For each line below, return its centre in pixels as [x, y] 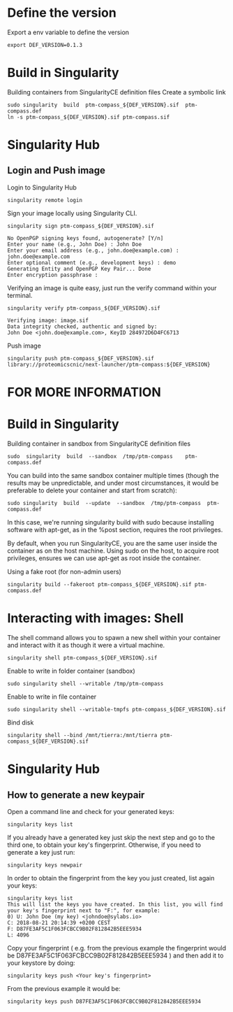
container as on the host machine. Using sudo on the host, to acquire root [113, 551]
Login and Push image [57, 170]
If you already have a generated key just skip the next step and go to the [111, 837]
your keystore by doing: [41, 962]
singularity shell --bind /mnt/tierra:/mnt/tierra [82, 735]
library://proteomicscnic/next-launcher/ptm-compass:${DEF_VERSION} [109, 364]
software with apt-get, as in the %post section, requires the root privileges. [115, 530]
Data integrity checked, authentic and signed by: [82, 327]
